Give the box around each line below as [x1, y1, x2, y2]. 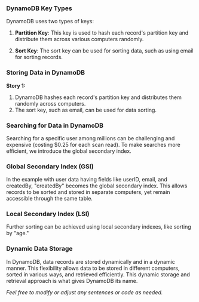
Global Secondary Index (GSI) [6, 162, 94, 171]
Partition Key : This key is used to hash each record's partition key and [14, 29, 189, 36]
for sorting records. [14, 54, 63, 61]
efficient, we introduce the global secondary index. [6, 147, 131, 155]
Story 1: [6, 82, 26, 89]
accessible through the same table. [6, 195, 93, 202]
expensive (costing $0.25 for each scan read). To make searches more [6, 141, 181, 148]
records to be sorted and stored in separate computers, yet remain [6, 189, 170, 196]
